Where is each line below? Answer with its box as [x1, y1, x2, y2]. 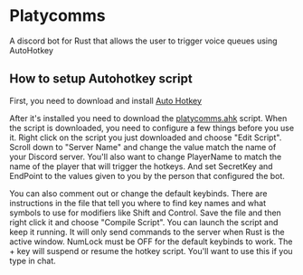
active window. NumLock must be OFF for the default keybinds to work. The [9, 236, 293, 247]
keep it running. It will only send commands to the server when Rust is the [9, 226, 285, 237]
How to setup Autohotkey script [9, 71, 193, 87]
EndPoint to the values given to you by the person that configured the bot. [9, 170, 285, 181]
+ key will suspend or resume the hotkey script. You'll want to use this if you [9, 245, 293, 256]
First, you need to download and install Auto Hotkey [9, 95, 202, 106]
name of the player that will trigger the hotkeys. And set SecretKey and [9, 160, 273, 172]
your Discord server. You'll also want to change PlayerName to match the [9, 151, 282, 162]
